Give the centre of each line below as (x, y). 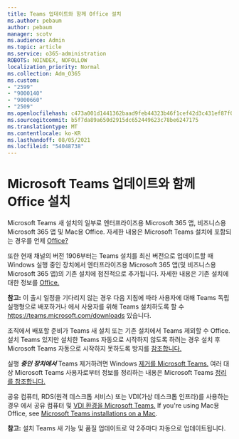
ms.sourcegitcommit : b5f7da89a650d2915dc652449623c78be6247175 (103, 120)
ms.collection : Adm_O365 (44, 73)
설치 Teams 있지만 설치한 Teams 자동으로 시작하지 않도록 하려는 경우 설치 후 (114, 340)
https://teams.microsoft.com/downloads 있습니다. (79, 316)
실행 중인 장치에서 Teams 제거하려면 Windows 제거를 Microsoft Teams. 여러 (115, 363)
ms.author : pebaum (34, 21)
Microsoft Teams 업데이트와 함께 (101, 184)
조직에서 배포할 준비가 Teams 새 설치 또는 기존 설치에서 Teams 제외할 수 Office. (119, 331)
